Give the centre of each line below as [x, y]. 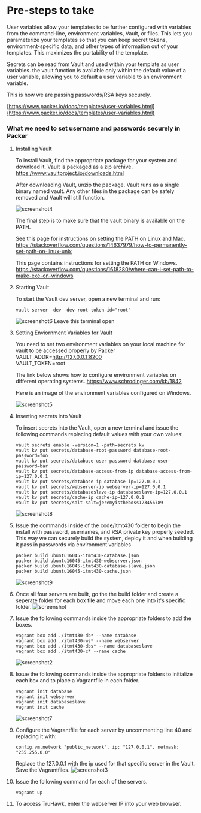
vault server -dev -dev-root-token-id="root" [73, 310]
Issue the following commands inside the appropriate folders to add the [103, 618]
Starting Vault [32, 288]
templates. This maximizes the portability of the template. [77, 52]
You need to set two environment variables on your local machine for [100, 344]
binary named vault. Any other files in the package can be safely [95, 191]
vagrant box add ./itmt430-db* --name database [76, 636]
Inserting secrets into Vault [48, 416]
